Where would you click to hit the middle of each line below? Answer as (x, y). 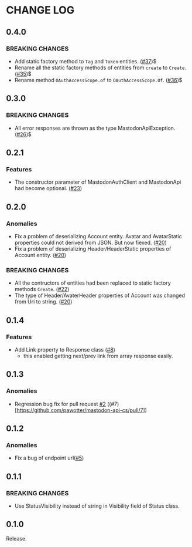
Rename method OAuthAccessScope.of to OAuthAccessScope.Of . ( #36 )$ (98, 80)
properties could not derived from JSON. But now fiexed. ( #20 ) (90, 242)
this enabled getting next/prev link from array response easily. (98, 356)
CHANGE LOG (40, 10)
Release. (17, 538)
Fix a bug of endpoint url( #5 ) (49, 458)
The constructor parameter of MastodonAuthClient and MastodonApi (98, 182)
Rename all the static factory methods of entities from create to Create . (100, 67)
